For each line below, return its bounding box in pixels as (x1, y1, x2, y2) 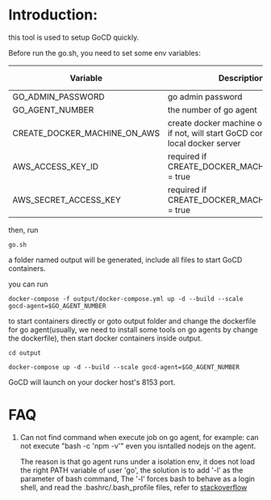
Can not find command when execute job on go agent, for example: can (19, 432, 260, 442)
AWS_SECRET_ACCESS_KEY (12, 194, 121, 206)
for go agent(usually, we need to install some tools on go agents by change (8, 324, 258, 334)
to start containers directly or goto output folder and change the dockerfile (8, 316, 256, 325)
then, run (8, 225, 39, 235)
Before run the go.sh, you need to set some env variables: (8, 48, 202, 57)
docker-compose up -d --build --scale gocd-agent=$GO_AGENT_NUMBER (8, 362, 240, 371)
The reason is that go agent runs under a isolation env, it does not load (19, 456, 256, 466)
